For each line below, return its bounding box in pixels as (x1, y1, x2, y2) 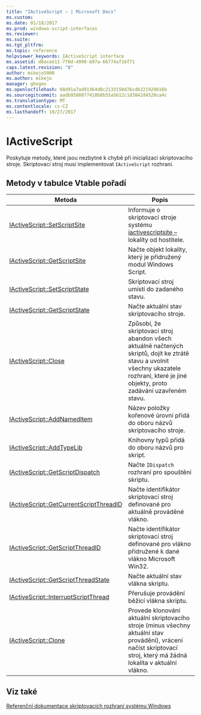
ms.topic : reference (6, 48, 58, 54)
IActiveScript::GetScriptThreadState (9, 576, 109, 584)
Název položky (127, 404, 170, 412)
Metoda (54, 195, 77, 204)
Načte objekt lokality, (127, 246, 187, 254)
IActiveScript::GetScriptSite (9, 256, 86, 265)
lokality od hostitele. (127, 236, 185, 244)
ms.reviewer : (6, 31, 39, 37)
